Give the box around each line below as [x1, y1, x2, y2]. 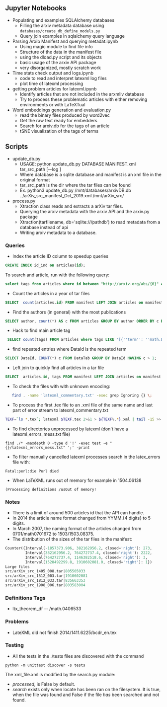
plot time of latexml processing [19, 80, 83, 86]
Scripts [5, 143, 28, 151]
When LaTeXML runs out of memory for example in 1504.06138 [12, 477, 142, 483]
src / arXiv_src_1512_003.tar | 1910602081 [5, 573, 88, 578]
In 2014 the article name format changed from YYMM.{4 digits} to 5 [12, 515, 151, 521]
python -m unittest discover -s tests [5, 663, 85, 668]
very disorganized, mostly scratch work [19, 65, 101, 71]
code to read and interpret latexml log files [19, 75, 107, 81]
